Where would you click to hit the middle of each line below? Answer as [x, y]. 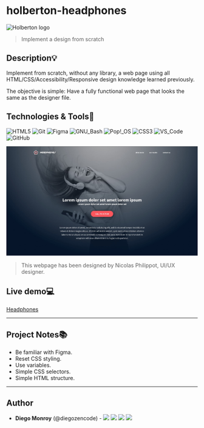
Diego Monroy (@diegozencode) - [58, 418]
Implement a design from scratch [63, 39]
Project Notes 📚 [37, 335]
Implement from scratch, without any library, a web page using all [88, 73]
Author [20, 403]
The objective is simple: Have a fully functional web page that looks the [96, 91]
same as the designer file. [39, 97]
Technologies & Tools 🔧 [50, 117]
